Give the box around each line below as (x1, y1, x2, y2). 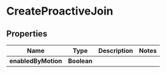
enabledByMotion (9, 57, 62, 65)
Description (98, 47, 133, 55)
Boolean (68, 57, 93, 65)
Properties (6, 29, 48, 39)
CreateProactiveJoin (6, 4, 114, 18)
